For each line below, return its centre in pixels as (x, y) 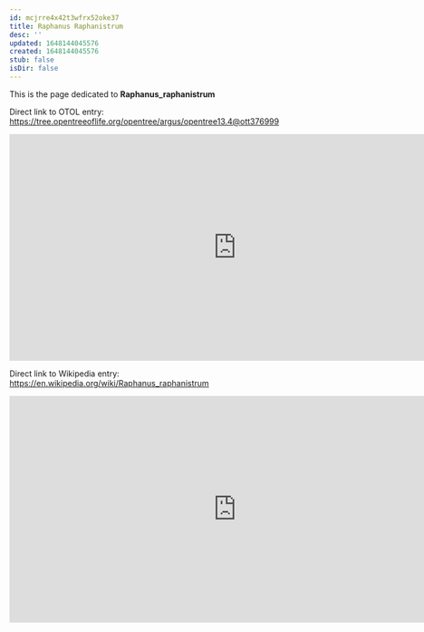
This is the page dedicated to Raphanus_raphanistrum (112, 94)
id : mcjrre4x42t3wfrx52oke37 (64, 18)
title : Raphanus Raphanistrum (67, 26)
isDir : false (34, 69)
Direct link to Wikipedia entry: (64, 374)
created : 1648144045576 (54, 52)
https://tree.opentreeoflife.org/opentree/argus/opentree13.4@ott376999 (144, 121)
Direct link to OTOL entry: (57, 112)
